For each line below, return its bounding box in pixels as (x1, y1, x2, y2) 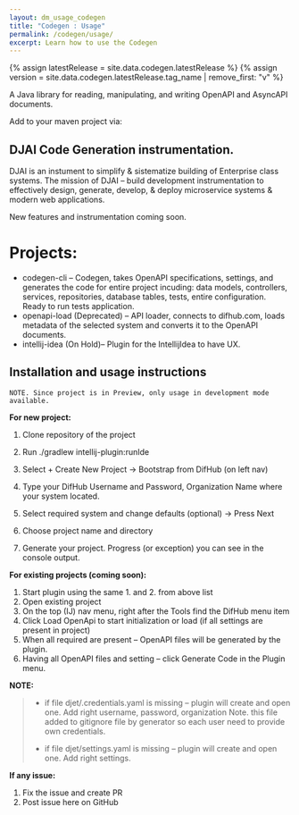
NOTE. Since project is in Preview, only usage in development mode (9, 388, 270, 398)
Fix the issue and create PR (21, 787, 123, 798)
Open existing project (21, 596, 102, 607)
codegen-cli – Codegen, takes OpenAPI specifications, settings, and (21, 273, 274, 282)
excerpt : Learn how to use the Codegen (9, 38, 158, 47)
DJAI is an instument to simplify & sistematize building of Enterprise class (9, 166, 279, 177)
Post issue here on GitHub (21, 796, 119, 807)
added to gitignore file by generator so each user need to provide (44, 716, 286, 727)
